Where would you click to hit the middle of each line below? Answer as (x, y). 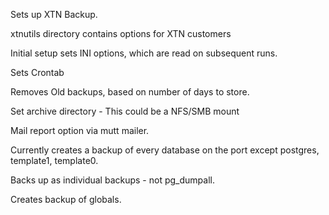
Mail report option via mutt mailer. (80, 130)
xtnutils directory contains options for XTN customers (121, 33)
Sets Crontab (37, 72)
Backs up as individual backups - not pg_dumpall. (112, 180)
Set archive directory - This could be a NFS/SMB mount (125, 111)
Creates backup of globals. (66, 199)
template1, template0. (54, 160)
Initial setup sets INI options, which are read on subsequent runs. (144, 53)
